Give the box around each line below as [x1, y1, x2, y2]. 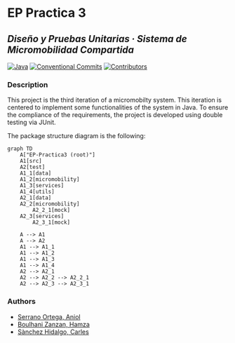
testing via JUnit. [7, 118, 56, 127]
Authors [7, 297, 36, 307]
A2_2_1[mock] [32, 207, 71, 214]
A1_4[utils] [20, 188, 55, 196]
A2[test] [20, 163, 46, 171]
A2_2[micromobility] [20, 201, 80, 208]
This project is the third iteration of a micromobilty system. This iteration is [7, 96, 222, 105]
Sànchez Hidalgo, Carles [17, 328, 89, 336]
